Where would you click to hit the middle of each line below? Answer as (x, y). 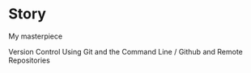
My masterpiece (36, 36)
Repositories (29, 60)
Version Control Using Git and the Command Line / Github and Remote (125, 51)
